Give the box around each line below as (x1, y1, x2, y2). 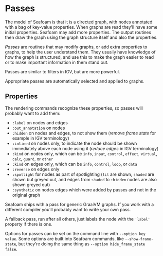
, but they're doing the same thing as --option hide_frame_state (16, 241, 145, 247)
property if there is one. (5, 221, 53, 227)
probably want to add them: (5, 110, 61, 116)
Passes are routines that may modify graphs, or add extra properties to (5, 44, 147, 50)
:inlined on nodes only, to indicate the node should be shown (12, 140, 137, 146)
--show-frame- (125, 237, 154, 241)
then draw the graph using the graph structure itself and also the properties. (5, 34, 158, 40)
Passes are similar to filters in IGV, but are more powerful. (5, 68, 120, 74)
